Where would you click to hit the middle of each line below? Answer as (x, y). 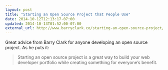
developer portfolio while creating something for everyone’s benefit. (87, 63)
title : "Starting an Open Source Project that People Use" (68, 14)
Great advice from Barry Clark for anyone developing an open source (76, 42)
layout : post (19, 10)
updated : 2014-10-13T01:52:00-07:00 (43, 24)
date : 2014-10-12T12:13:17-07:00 (40, 19)
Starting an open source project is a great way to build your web (83, 57)
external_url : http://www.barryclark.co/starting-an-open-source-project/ (85, 28)
